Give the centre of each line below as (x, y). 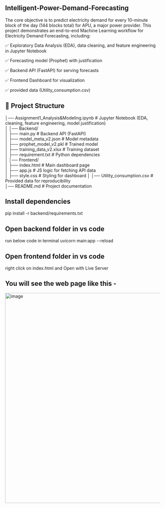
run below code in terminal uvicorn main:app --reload (59, 241)
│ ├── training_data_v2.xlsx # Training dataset (52, 149)
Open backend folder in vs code (55, 229)
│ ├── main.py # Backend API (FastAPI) (46, 133)
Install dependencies (38, 202)
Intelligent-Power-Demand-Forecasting (67, 8)
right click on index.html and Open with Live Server (57, 268)
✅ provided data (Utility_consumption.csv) (48, 90)
